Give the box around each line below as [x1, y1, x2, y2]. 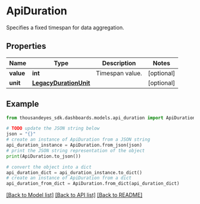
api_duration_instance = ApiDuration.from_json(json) [6, 142, 143, 149]
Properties [6, 41, 46, 51]
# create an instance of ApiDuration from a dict [6, 175, 132, 181]
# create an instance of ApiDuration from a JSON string [6, 137, 151, 143]
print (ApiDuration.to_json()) [6, 153, 82, 159]
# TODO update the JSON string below [6, 125, 100, 132]
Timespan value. [96, 69, 142, 77]
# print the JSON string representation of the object [6, 147, 145, 153]
